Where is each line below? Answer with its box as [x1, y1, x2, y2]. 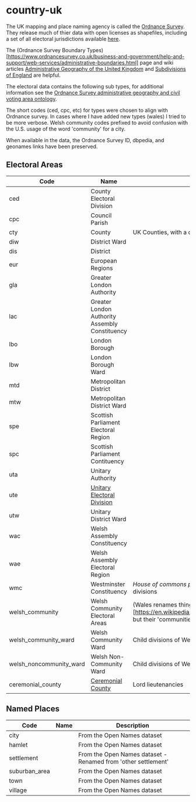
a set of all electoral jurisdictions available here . [6, 35, 121, 42]
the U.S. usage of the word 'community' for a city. [6, 125, 126, 132]
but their [132, 615, 156, 623]
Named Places [6, 704, 60, 714]
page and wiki [139, 59, 174, 66]
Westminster [90, 580, 125, 588]
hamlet [9, 741, 28, 749]
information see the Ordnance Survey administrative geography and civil [6, 89, 181, 96]
